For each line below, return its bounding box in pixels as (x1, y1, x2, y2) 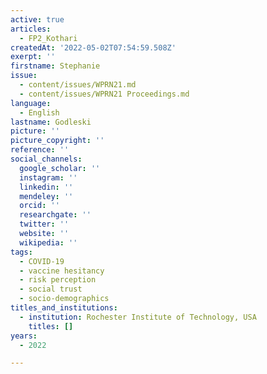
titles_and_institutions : (10, 303, 118, 313)
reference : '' (10, 145, 70, 155)
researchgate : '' (19, 210, 92, 220)
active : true (10, 14, 65, 25)
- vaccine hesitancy (19, 266, 105, 276)
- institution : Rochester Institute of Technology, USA (19, 312, 257, 322)
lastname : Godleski (10, 117, 92, 127)
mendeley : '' (19, 191, 74, 201)
